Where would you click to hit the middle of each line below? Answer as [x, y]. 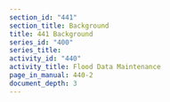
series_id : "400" [41, 42]
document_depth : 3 [43, 83]
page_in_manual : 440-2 [51, 75]
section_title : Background [59, 26]
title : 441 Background [51, 34]
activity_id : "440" [45, 59]
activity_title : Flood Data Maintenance [85, 67]
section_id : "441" [43, 17]
